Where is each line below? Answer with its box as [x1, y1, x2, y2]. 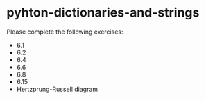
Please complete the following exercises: [6, 28, 123, 36]
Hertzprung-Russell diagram [16, 85, 98, 93]
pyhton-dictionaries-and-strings [6, 5, 200, 21]
